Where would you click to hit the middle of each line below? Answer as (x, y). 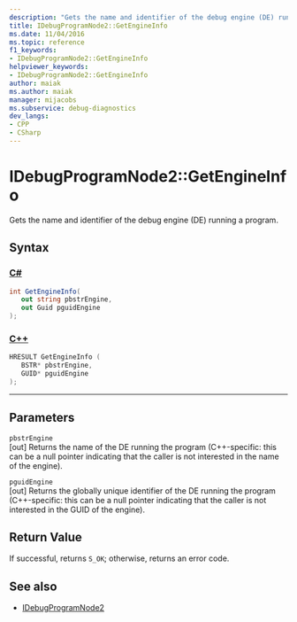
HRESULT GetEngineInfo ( (55, 357)
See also (33, 586)
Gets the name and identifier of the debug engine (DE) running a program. (144, 220)
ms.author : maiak (41, 91)
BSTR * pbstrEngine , (57, 365)
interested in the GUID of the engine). (77, 509)
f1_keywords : (33, 51)
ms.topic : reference (47, 42)
